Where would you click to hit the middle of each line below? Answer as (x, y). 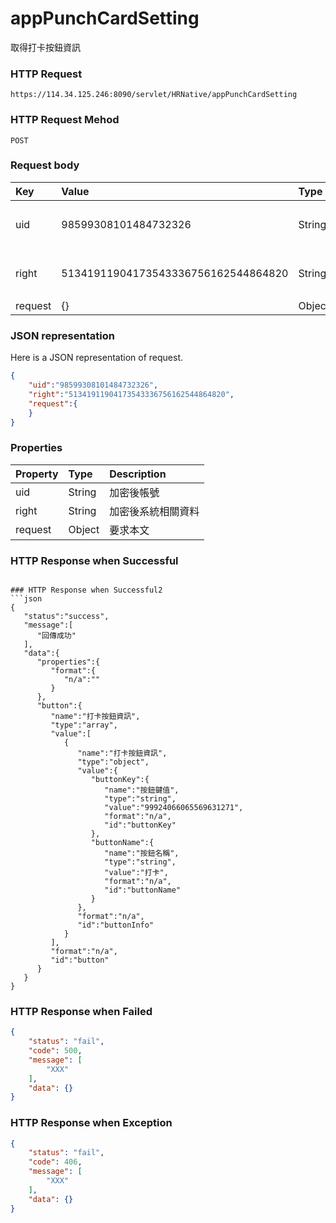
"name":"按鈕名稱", (142, 853)
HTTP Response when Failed (81, 1011)
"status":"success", (66, 616)
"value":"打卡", (136, 872)
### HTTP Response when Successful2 (86, 590)
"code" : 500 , (55, 1051)
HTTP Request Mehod (65, 120)
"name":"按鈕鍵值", (142, 790)
